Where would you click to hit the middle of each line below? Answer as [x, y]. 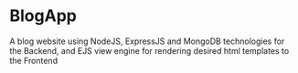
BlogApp [43, 16]
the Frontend [33, 60]
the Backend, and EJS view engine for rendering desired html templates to [149, 50]
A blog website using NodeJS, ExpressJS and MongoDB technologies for [147, 41]
